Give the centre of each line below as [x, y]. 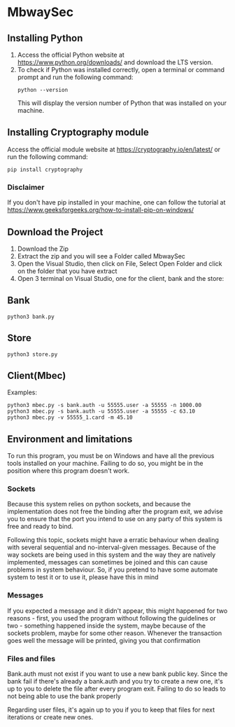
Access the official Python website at [71, 55]
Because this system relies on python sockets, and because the [99, 504]
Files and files [31, 658]
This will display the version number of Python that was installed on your [122, 103]
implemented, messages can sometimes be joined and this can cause [107, 562]
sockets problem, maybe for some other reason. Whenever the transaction [115, 633]
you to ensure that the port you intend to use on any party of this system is [115, 519]
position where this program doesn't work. [69, 471]
